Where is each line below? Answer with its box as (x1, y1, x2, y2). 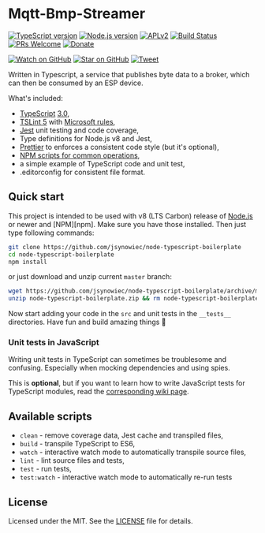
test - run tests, (19, 464, 73, 474)
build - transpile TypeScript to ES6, (19, 439, 136, 449)
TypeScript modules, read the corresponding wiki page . (8, 387, 189, 397)
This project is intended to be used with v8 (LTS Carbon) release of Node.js (8, 211, 254, 221)
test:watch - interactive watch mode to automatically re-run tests (19, 472, 233, 482)
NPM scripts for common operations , (19, 151, 140, 160)
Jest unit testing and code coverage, (19, 125, 140, 135)
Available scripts (8, 409, 92, 423)
